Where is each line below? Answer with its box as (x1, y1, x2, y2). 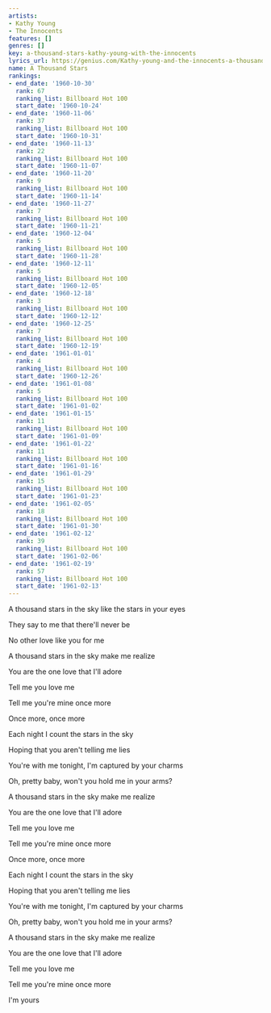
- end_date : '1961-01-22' (8, 439, 95, 448)
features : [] (8, 34, 52, 43)
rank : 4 (15, 357, 42, 366)
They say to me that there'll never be (8, 620, 131, 630)
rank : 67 (15, 86, 45, 95)
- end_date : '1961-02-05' (8, 500, 95, 508)
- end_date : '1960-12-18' (8, 290, 95, 298)
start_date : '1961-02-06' (15, 552, 103, 560)
